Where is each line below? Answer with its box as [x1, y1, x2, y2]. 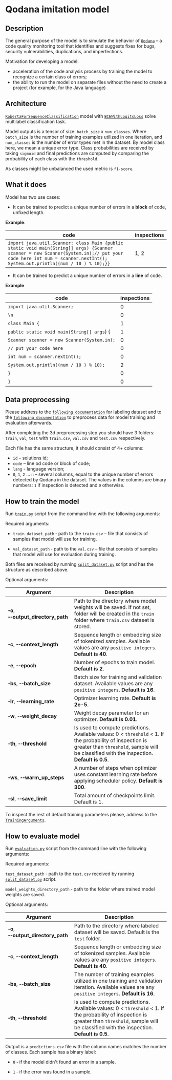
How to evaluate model [5, 832, 80, 840]
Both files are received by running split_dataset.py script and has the [5, 561, 154, 567]
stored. [74, 623, 91, 630]
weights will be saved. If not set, [74, 604, 151, 611]
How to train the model [5, 497, 79, 505]
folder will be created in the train [74, 610, 155, 618]
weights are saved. [5, 892, 45, 898]
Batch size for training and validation [74, 673, 162, 681]
